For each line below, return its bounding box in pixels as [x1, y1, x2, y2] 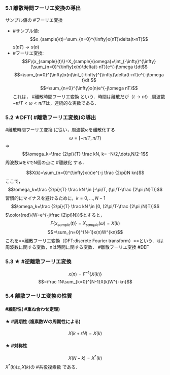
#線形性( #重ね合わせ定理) [5, 306, 60, 312]
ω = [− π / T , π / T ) [69, 135, 101, 141]
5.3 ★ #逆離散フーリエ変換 [5, 258, 72, 265]
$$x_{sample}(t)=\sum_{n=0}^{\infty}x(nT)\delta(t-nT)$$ [29, 36, 149, 42]
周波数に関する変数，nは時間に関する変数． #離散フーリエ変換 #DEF [5, 244, 149, 250]
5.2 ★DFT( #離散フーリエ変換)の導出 [5, 114, 96, 121]
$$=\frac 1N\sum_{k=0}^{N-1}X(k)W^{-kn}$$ [38, 279, 133, 285]
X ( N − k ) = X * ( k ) [68, 354, 103, 361]
